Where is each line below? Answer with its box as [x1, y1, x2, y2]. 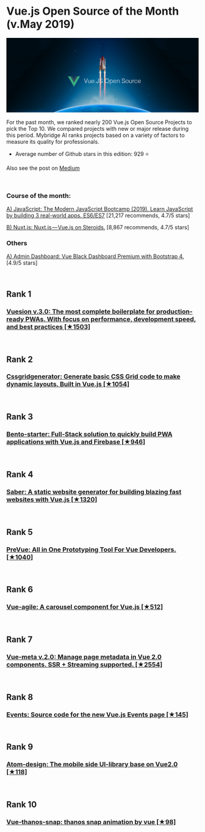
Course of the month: [6, 191, 71, 200]
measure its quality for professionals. [6, 138, 99, 145]
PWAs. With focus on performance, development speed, [25, 315, 196, 323]
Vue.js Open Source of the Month [6, 4, 179, 18]
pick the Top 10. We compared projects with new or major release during [6, 125, 189, 132]
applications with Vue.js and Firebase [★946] [6, 438, 145, 446]
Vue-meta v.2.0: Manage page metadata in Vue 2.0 [6, 652, 162, 661]
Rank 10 [6, 800, 37, 810]
